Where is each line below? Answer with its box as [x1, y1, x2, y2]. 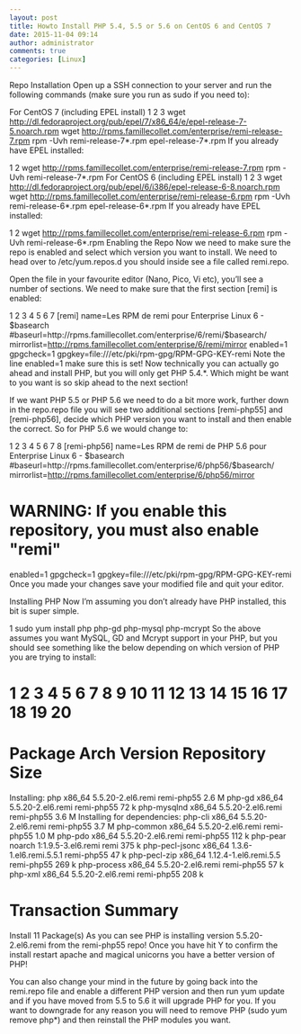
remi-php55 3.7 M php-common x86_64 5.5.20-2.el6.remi [48, 821, 262, 832]
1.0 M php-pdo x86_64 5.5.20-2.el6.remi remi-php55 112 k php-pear [34, 831, 287, 841]
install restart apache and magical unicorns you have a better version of [9, 949, 276, 959]
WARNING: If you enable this [9, 501, 227, 522]
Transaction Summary [9, 901, 180, 921]
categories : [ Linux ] [9, 55, 87, 64]
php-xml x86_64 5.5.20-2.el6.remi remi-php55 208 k [9, 869, 204, 880]
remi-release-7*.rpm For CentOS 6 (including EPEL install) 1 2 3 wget [26, 172, 283, 183]
